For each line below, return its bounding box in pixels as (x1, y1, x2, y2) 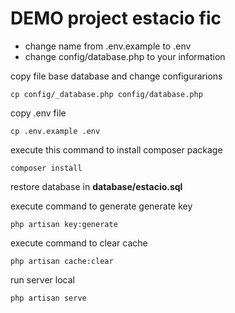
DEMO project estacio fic (10, 7, 222, 30)
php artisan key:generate (10, 219, 118, 229)
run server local (10, 273, 75, 286)
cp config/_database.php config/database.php (10, 89, 203, 99)
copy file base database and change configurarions (10, 70, 223, 82)
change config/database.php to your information (24, 50, 226, 62)
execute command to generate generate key (10, 200, 193, 212)
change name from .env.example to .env (24, 40, 192, 52)
